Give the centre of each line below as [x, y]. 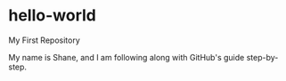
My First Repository [45, 40]
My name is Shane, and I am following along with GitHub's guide [127, 57]
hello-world [53, 16]
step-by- [262, 57]
